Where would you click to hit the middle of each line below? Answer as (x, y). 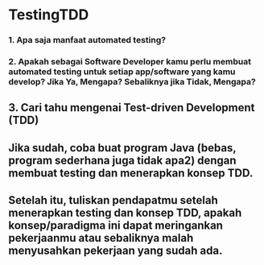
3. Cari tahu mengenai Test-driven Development (132, 108)
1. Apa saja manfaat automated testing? (87, 40)
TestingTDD (49, 15)
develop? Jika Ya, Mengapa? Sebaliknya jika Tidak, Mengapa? (132, 82)
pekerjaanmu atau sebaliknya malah (101, 238)
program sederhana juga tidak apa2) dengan (122, 160)
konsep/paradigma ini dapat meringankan (116, 226)
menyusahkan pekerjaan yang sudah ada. (115, 251)
